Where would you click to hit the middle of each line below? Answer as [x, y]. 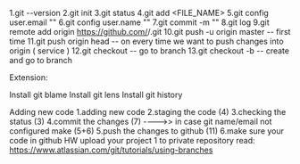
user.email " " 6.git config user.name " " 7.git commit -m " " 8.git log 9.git [139, 22]
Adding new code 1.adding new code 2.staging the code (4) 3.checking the [148, 112]
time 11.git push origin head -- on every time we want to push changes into [146, 41]
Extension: [29, 78]
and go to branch [41, 60]
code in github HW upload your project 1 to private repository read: [132, 140]
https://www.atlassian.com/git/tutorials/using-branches [111, 150]
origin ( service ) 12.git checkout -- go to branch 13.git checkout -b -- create [150, 51]
